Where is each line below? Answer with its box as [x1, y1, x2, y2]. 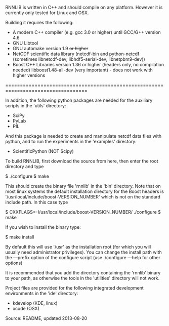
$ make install [5, 234, 34, 240]
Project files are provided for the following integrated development [5, 285, 144, 291]
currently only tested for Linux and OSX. [5, 10, 89, 16]
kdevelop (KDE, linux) [12, 300, 58, 306]
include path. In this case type [5, 199, 68, 205]
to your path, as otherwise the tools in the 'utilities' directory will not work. [5, 275, 160, 281]
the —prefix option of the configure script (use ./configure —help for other [5, 255, 160, 260]
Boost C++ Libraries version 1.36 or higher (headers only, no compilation [12, 62, 164, 67]
